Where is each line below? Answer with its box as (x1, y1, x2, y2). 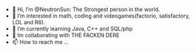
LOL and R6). (12, 19, 46, 25)
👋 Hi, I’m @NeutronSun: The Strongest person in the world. (12, 6, 160, 13)
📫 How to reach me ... (12, 38, 69, 46)
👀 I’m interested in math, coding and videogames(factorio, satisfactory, (12, 12, 191, 19)
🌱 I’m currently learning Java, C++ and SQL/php (12, 25, 133, 32)
